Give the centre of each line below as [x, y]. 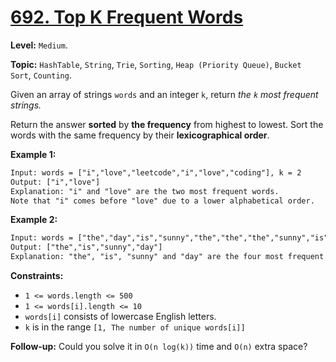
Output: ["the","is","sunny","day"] [86, 247]
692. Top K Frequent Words [127, 17]
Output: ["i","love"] [55, 182]
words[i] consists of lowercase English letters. [120, 317]
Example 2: [34, 220]
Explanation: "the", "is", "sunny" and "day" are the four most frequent [167, 257]
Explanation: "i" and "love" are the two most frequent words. [145, 191]
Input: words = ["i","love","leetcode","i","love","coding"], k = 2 [156, 172]
